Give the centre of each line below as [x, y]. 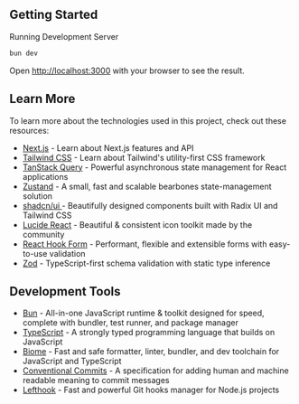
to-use [35, 253]
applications [45, 176]
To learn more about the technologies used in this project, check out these [148, 120]
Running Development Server [64, 36]
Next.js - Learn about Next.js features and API [108, 147]
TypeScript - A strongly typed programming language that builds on [149, 333]
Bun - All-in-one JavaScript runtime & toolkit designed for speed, [143, 313]
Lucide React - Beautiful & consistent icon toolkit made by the [137, 224]
